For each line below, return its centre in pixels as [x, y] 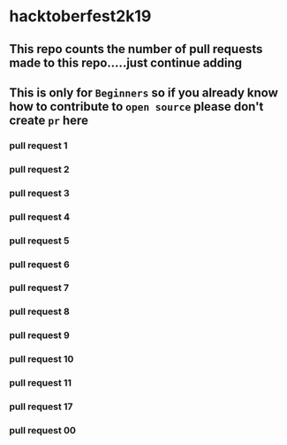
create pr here [49, 120]
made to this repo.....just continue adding [126, 62]
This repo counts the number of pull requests [136, 49]
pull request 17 [41, 407]
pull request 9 [40, 335]
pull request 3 [40, 193]
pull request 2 [39, 169]
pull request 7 [39, 288]
